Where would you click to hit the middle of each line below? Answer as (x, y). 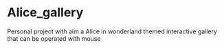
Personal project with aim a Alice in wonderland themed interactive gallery (112, 31)
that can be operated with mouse (54, 38)
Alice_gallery (45, 13)
